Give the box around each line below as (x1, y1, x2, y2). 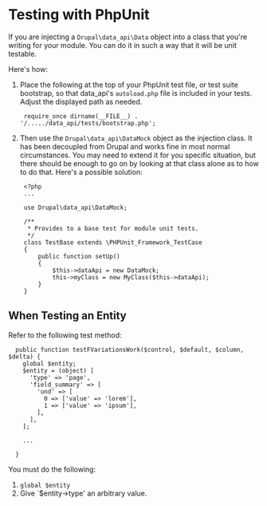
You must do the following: (8, 464, 96, 474)
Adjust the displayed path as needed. (19, 97, 143, 106)
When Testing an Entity (8, 309, 128, 322)
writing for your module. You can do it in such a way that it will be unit (8, 40, 238, 49)
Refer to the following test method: (8, 330, 122, 340)
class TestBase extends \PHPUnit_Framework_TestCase (23, 238, 202, 247)
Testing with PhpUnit (8, 6, 150, 24)
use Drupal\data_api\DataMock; (23, 204, 128, 211)
